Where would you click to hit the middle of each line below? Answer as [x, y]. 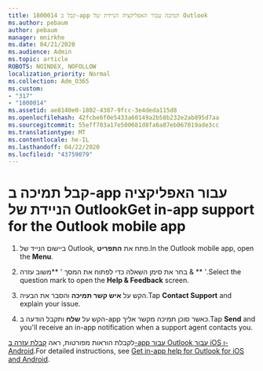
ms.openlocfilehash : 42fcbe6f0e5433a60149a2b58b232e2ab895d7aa [114, 118]
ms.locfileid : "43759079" [50, 154]
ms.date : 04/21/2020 [42, 45]
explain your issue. [50, 304]
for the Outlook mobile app [97, 227]
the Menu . [36, 257]
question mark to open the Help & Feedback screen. [104, 281]
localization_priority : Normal [59, 74]
